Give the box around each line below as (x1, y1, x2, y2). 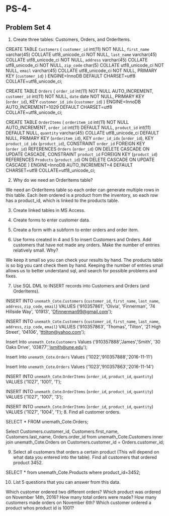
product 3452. (13, 460, 43, 466)
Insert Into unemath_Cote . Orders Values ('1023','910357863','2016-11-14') (6, 363, 154, 370)
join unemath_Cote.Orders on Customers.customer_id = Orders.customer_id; (6, 439, 164, 445)
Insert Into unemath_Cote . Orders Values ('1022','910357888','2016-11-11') (6, 354, 153, 360)
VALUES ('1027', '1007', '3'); (6, 394, 63, 400)
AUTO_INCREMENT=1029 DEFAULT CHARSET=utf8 (6, 104, 113, 110)
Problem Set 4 (6, 23, 51, 32)
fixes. (6, 273, 17, 279)
